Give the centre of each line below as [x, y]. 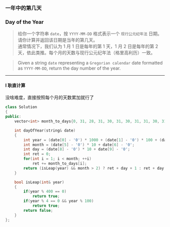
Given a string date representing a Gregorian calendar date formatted [90, 63]
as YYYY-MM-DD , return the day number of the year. [69, 68]
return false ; [38, 210]
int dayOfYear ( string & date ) [45, 131]
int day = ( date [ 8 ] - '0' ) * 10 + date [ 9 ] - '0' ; [77, 149]
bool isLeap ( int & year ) [39, 182]
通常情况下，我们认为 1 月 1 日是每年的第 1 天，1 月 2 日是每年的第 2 [88, 46]
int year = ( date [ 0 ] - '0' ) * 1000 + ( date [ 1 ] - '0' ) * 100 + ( [93, 140]
